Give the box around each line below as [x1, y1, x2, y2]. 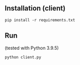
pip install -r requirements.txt [5, 17, 75, 22]
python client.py [5, 54, 42, 60]
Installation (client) [5, 4, 66, 13]
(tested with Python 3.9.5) [5, 45, 59, 51]
